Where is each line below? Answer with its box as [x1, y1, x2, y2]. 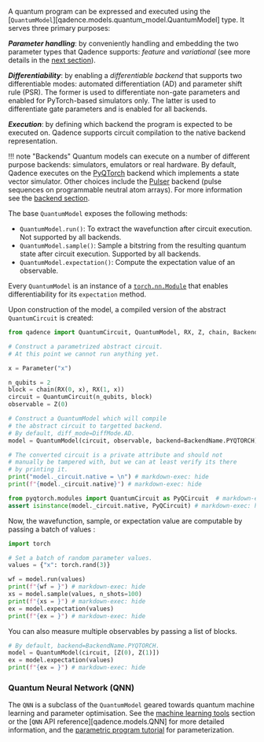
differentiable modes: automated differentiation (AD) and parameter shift [8, 79, 243, 88]
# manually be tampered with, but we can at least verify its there [8, 458, 237, 466]
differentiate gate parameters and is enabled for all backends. [8, 104, 208, 114]
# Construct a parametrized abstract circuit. [8, 342, 163, 350]
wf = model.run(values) [8, 576, 86, 584]
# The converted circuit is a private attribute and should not [8, 451, 223, 459]
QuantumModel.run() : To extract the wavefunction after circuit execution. [19, 224, 253, 233]
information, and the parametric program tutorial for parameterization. [8, 725, 234, 735]
